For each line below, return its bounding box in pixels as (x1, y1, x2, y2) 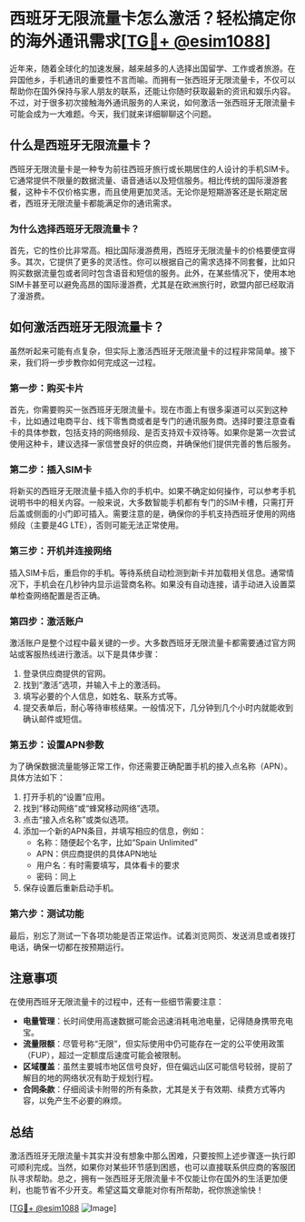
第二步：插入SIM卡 (9, 463, 93, 476)
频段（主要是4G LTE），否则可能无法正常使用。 (9, 520, 184, 530)
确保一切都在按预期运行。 (33, 941, 129, 952)
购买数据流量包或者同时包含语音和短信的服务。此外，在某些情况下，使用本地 (9, 268, 296, 278)
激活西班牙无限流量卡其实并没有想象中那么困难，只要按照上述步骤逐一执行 (9, 1150, 288, 1161)
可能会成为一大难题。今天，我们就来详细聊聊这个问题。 (9, 108, 216, 119)
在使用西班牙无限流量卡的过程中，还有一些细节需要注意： (9, 996, 224, 1007)
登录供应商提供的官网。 (22, 668, 111, 679)
